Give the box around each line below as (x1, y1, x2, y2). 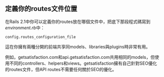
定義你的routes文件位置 (5, 4, 77, 13)
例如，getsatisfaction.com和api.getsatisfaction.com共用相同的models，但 (5, 54, 155, 60)
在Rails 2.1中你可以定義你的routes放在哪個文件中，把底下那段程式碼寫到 (5, 19, 151, 25)
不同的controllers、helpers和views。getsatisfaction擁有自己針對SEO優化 (9, 60, 157, 66)
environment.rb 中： (5, 25, 45, 30)
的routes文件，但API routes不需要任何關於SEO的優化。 (5, 66, 117, 72)
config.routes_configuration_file (5, 34, 76, 39)
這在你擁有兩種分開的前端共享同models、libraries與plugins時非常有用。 (5, 44, 150, 50)
